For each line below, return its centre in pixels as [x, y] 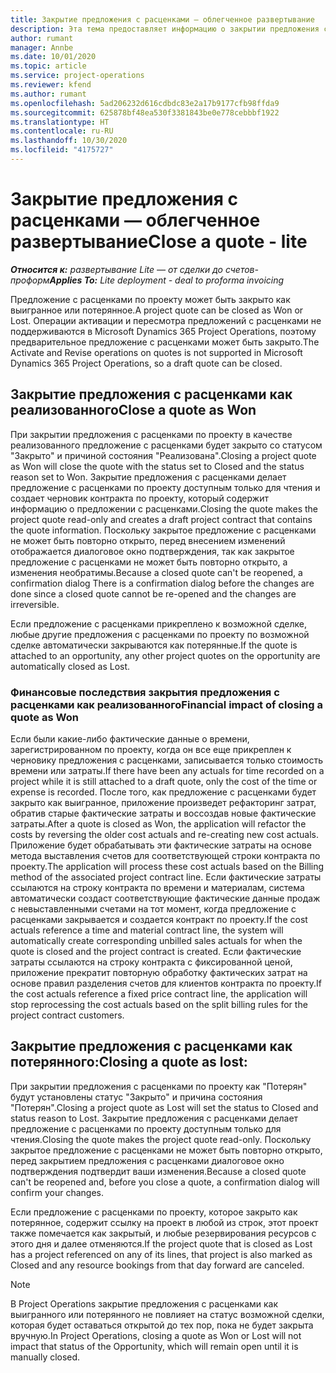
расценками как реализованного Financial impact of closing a [166, 704]
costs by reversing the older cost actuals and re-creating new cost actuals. [164, 834]
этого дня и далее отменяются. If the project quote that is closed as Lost [161, 1243]
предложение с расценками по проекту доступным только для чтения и [165, 487]
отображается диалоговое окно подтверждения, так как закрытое [152, 551]
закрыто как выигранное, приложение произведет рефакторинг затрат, [163, 802]
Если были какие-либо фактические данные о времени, [130, 738]
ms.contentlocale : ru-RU [62, 131]
